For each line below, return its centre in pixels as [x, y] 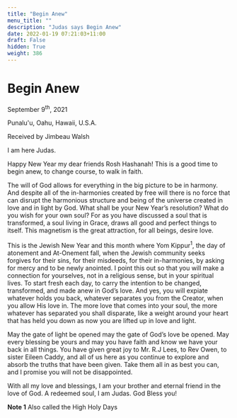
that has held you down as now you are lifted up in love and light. [102, 321]
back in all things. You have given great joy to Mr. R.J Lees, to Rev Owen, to [117, 350]
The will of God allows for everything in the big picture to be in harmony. [112, 186]
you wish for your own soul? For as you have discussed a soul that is [107, 215]
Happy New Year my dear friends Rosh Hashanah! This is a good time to [112, 164]
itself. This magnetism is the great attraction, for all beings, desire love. [110, 230]
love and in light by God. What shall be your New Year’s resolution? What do [118, 208]
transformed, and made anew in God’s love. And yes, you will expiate [108, 290]
